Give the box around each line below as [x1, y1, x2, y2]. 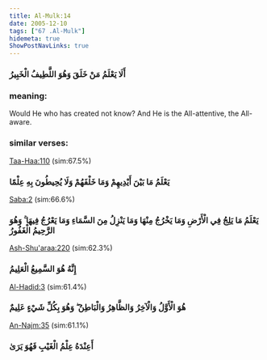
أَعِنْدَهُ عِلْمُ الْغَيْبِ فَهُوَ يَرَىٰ [9, 341, 94, 352]
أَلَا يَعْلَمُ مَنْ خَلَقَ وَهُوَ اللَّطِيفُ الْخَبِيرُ [9, 69, 126, 80]
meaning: [9, 90, 48, 101]
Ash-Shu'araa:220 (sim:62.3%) [9, 244, 113, 253]
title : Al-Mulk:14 [9, 11, 71, 20]
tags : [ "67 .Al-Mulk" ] [9, 27, 86, 35]
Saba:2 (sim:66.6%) [9, 194, 76, 204]
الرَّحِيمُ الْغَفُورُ [9, 224, 56, 235]
